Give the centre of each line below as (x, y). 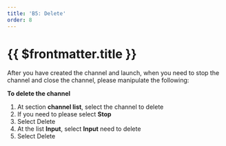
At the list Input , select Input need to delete (79, 129)
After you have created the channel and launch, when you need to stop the (113, 73)
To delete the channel (39, 94)
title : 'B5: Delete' (37, 13)
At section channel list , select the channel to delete (90, 107)
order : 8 (20, 20)
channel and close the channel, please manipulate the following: (98, 81)
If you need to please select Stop (64, 114)
